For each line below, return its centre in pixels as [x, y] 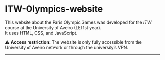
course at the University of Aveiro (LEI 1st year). [53, 27]
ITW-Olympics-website [54, 9]
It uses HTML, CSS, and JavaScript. [41, 33]
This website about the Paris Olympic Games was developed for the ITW [78, 22]
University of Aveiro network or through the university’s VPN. [67, 47]
